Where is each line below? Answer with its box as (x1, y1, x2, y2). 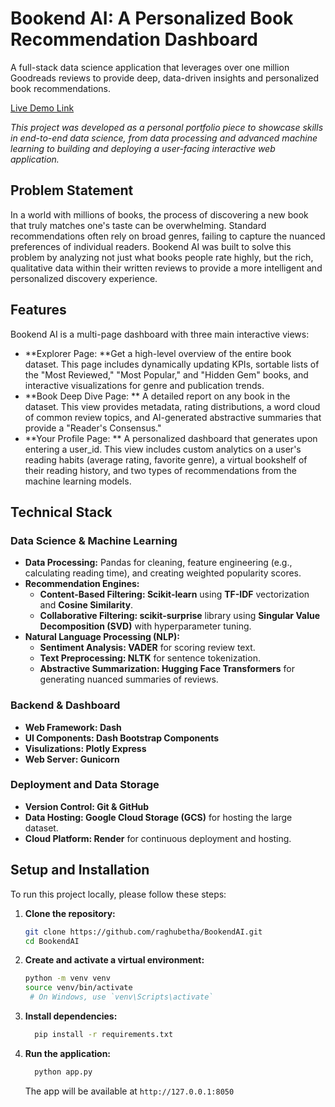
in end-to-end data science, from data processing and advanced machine (10, 132, 318, 144)
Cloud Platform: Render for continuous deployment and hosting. (24, 832, 292, 844)
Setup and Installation (10, 862, 150, 879)
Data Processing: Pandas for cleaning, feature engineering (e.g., (24, 557, 293, 569)
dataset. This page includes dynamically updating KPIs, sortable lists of (24, 358, 320, 370)
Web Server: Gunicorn (24, 753, 120, 765)
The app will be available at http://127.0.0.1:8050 (24, 1085, 235, 1097)
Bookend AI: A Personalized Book (10, 7, 294, 30)
